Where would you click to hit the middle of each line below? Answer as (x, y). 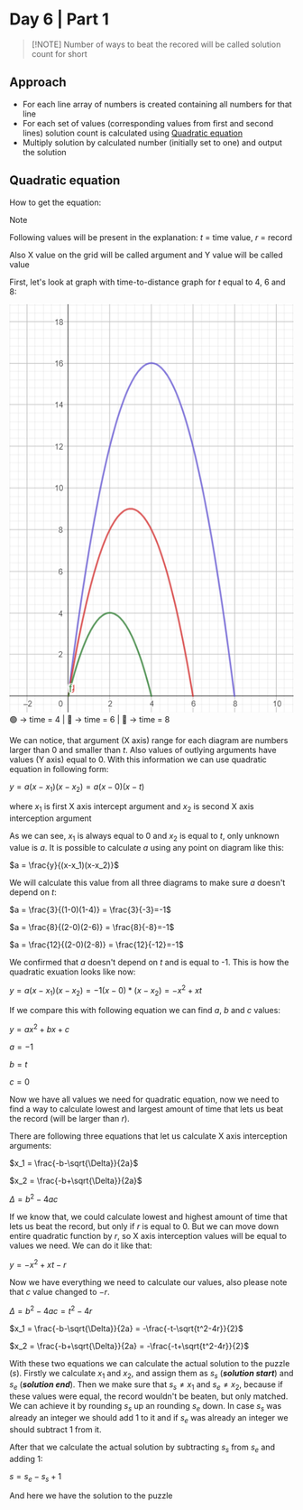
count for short (59, 53)
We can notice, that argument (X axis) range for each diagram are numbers (149, 741)
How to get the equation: (55, 202)
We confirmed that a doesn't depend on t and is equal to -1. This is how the (149, 962)
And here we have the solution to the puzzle (91, 1496)
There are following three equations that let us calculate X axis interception (149, 1136)
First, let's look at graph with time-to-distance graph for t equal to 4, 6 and (147, 282)
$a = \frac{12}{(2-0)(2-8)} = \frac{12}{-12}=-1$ (96, 945)
